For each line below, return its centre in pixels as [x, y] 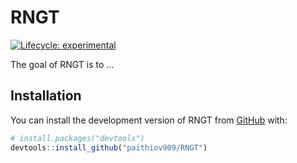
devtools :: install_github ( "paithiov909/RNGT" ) [109, 147]
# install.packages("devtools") [77, 138]
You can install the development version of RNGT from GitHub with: [149, 120]
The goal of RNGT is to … [62, 64]
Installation [46, 96]
